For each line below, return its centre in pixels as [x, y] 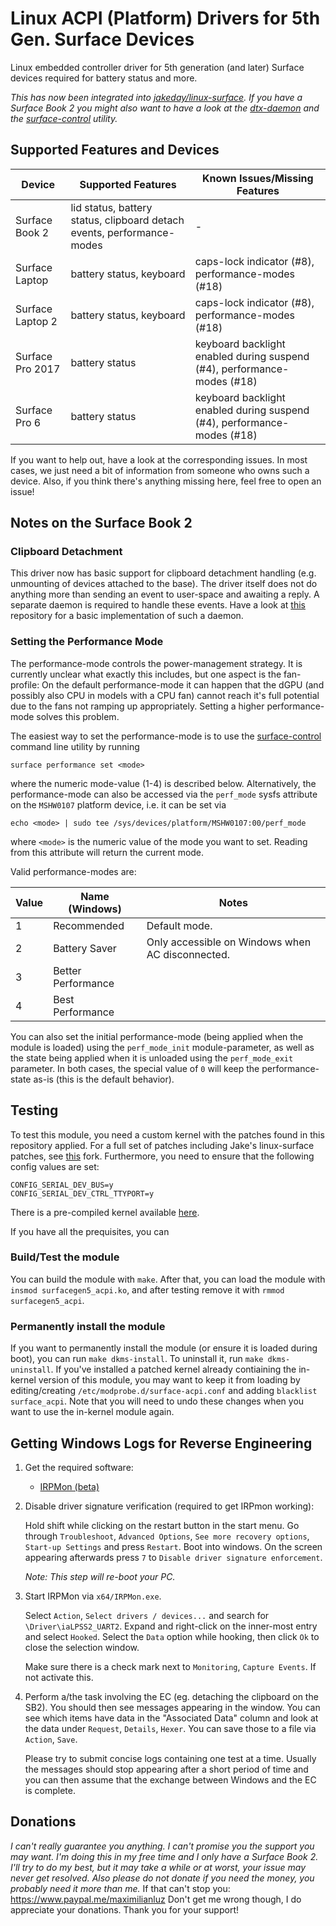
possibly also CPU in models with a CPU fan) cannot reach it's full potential [165, 695]
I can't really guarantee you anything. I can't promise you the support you [162, 1846]
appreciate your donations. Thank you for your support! [124, 1909]
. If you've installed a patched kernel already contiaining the [173, 1369]
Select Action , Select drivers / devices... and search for [147, 1615]
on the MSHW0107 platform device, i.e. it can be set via [118, 804]
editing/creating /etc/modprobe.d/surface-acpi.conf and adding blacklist [164, 1391]
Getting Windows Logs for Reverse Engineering [161, 1443]
